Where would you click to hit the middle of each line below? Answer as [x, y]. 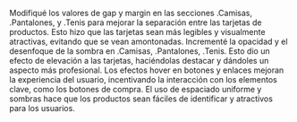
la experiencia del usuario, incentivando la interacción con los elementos [143, 79]
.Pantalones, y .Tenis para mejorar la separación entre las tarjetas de [136, 22]
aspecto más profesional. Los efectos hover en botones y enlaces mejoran [147, 70]
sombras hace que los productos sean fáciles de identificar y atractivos [141, 99]
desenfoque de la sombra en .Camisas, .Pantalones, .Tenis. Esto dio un [140, 51]
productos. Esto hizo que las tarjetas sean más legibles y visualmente [137, 32]
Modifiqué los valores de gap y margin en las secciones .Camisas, [131, 13]
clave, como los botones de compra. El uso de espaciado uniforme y [136, 89]
